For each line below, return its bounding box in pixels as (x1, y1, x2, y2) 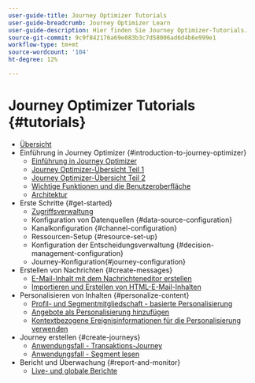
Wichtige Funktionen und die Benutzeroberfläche (31, 181, 191, 190)
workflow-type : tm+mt (8, 41, 79, 49)
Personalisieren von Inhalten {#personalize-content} (19, 290, 190, 300)
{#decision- (176, 240, 215, 250)
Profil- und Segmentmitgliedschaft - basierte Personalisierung (31, 299, 233, 308)
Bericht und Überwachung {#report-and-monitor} (19, 357, 181, 367)
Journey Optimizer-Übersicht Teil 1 (31, 164, 144, 174)
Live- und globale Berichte (31, 366, 118, 375)
